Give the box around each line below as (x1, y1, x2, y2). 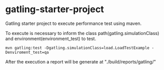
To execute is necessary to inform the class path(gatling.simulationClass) (5, 30, 159, 36)
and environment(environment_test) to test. (5, 36, 96, 42)
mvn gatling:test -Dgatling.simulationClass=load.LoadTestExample (5, 45, 150, 50)
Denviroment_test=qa (5, 50, 50, 55)
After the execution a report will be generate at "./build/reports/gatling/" (5, 58, 156, 64)
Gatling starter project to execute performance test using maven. (5, 20, 142, 26)
